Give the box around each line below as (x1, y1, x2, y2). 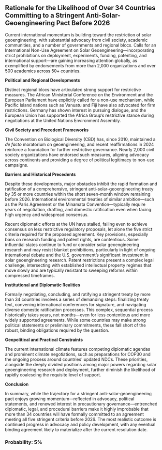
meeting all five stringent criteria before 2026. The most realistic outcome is (5, 416, 156, 422)
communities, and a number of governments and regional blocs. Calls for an (5, 42, 156, 48)
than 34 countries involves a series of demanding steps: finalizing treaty (5, 296, 149, 302)
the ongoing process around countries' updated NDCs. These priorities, (5, 356, 148, 362)
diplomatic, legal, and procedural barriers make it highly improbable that (5, 406, 149, 412)
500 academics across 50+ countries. (5, 68, 81, 74)
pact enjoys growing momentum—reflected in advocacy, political (5, 396, 134, 402)
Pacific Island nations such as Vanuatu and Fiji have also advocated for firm (5, 102, 156, 108)
